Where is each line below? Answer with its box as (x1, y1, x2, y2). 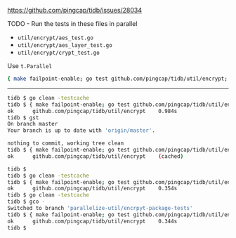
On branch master (7, 121, 58, 128)
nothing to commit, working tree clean (7, 140, 124, 147)
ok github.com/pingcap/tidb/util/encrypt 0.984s (7, 107, 178, 114)
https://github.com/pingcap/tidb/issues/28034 (7, 6, 143, 14)
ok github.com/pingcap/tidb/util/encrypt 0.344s (7, 218, 178, 225)
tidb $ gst (7, 114, 39, 121)
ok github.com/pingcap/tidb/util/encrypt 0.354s (7, 185, 178, 192)
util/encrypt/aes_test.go (17, 34, 93, 41)
